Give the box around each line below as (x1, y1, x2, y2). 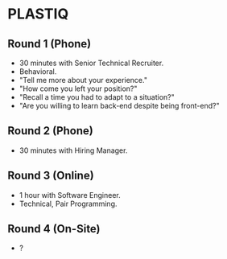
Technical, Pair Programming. (19, 199, 118, 208)
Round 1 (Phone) (7, 37, 92, 51)
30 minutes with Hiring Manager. (19, 146, 128, 155)
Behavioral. (19, 67, 57, 76)
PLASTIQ (7, 5, 69, 23)
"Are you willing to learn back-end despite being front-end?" (19, 101, 220, 110)
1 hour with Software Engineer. (19, 190, 122, 199)
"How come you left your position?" (19, 84, 138, 93)
